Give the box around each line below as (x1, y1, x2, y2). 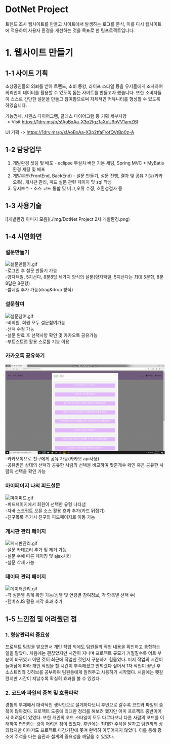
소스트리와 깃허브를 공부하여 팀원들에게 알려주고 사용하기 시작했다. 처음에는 (5, 669, 154, 675)
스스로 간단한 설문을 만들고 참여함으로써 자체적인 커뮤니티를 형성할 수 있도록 (10, 95, 161, 102)
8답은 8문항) (5, 280, 30, 286)
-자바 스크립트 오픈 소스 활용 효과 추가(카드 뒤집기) (5, 508, 105, 514)
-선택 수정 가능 (5, 326, 34, 332)
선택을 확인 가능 (14, 468, 46, 475)
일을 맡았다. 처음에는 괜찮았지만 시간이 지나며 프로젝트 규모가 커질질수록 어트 (5, 650, 157, 656)
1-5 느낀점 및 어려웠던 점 (5, 615, 77, 623)
